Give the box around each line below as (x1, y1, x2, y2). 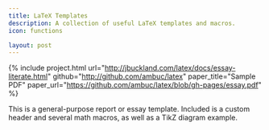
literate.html (8, 71, 48, 81)
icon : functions (8, 26, 63, 35)
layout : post (8, 41, 52, 49)
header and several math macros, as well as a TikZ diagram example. (8, 113, 238, 123)
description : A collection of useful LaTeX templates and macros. (8, 19, 236, 27)
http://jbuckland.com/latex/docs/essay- (104, 63, 236, 73)
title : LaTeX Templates (8, 11, 89, 20)
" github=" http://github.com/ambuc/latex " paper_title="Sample (47, 71, 256, 81)
